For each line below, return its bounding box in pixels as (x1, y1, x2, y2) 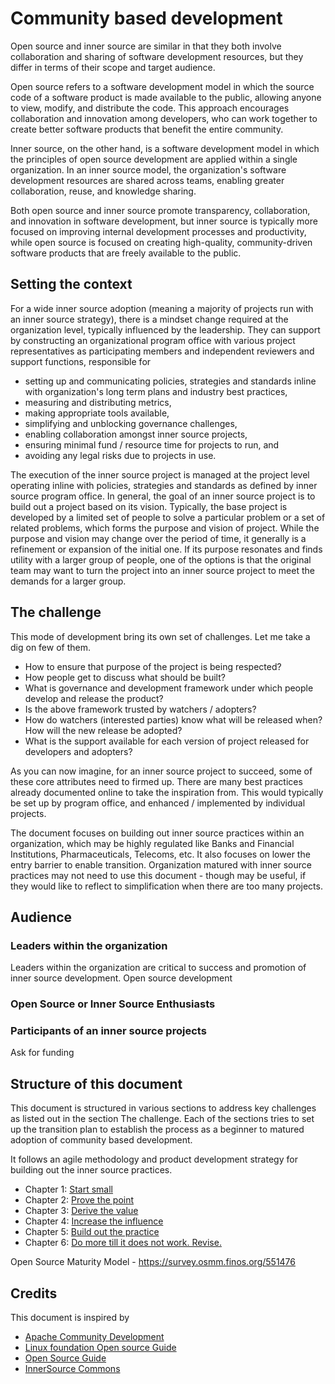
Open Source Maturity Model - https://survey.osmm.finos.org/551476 (10, 1256, 297, 1268)
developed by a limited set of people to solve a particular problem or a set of (10, 511, 326, 523)
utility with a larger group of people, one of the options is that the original (10, 553, 312, 566)
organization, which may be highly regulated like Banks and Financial (10, 837, 295, 849)
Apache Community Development (24, 1331, 165, 1343)
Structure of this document (10, 1075, 183, 1092)
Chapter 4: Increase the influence (24, 1215, 164, 1227)
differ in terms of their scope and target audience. (10, 61, 216, 73)
